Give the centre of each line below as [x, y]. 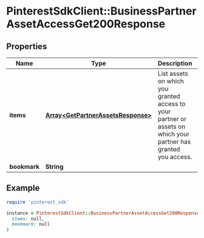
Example [23, 188]
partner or [172, 119]
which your [174, 134]
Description [175, 63]
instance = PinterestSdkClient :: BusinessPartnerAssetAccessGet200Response [103, 213]
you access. [175, 157]
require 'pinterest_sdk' [38, 202]
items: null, [28, 219]
